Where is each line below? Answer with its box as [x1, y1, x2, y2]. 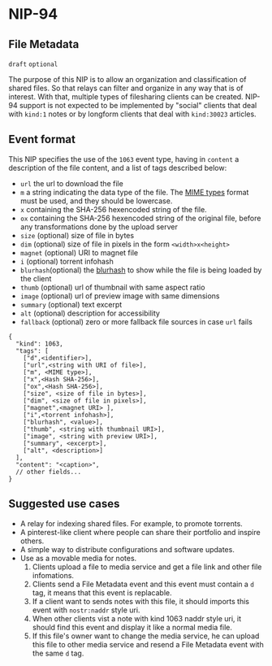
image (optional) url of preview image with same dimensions [19, 290, 221, 301]
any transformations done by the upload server [19, 221, 179, 232]
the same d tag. [32, 648, 84, 658]
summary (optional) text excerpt [19, 299, 123, 309]
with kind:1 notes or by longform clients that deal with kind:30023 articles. [8, 109, 257, 119]
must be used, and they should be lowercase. [19, 196, 173, 206]
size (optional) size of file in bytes [19, 230, 135, 240]
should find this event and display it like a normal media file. [32, 622, 233, 632]
